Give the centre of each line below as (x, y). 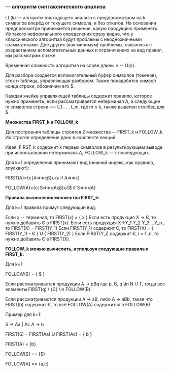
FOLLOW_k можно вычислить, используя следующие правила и (77, 249)
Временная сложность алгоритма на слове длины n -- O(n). (70, 65)
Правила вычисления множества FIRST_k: (53, 198)
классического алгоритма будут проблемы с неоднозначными (74, 39)
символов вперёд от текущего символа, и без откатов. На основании (81, 23)
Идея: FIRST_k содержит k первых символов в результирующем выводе (84, 147)
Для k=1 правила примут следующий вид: (51, 207)
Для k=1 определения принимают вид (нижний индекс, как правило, (80, 163)
